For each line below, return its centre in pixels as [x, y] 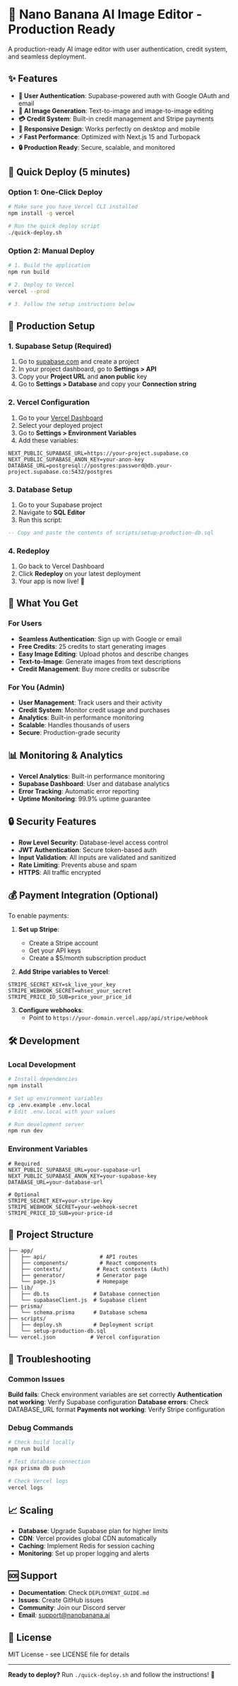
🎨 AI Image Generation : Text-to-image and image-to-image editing [116, 110]
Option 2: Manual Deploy [51, 251]
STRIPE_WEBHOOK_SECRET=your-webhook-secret [73, 1207]
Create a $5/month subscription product [88, 958]
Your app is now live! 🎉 [52, 581]
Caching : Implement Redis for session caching [86, 1546]
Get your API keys [55, 951]
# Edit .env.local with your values [62, 1111]
